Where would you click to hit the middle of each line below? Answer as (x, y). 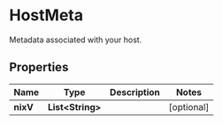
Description (135, 92)
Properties (39, 67)
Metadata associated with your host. (76, 40)
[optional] (189, 107)
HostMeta (46, 15)
